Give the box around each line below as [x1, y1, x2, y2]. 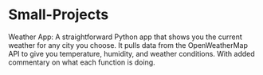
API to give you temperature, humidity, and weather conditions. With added [8, 49, 255, 58]
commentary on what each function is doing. [8, 57, 155, 67]
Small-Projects [8, 6, 109, 24]
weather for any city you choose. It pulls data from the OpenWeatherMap [8, 40, 249, 49]
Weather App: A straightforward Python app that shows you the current [8, 32, 243, 41]
